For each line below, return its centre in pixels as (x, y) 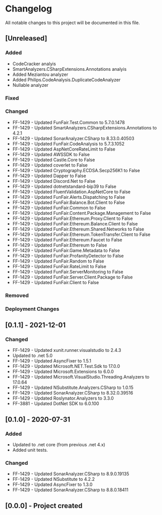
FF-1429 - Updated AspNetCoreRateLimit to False (64, 149)
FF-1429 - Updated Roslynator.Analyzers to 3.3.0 (63, 398)
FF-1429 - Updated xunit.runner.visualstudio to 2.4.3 (67, 350)
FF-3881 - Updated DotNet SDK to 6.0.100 (56, 404)
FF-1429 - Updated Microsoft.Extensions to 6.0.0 (63, 371)
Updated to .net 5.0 (32, 356)
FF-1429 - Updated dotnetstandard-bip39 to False (64, 186)
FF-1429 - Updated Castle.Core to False (54, 160)
